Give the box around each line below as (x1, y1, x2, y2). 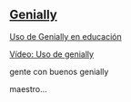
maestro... (9, 83, 47, 94)
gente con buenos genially (9, 66, 109, 77)
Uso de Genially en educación (9, 31, 123, 42)
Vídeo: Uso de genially (9, 49, 94, 60)
